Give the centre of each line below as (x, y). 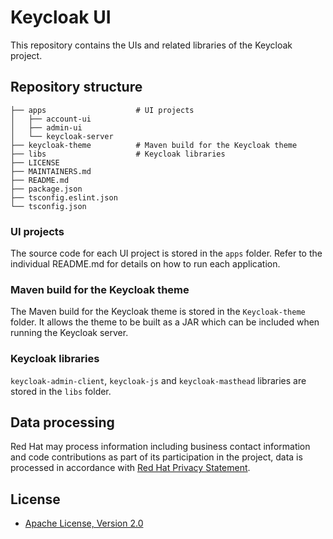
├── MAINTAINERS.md (51, 171)
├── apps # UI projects (102, 110)
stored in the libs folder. (61, 391)
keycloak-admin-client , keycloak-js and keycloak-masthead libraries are (158, 380)
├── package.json (46, 189)
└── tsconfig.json (48, 206)
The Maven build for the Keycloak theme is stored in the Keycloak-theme (158, 312)
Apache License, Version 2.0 (84, 523)
